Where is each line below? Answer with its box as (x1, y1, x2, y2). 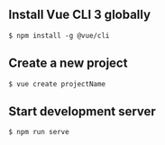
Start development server (8, 104, 157, 120)
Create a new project (8, 56, 128, 71)
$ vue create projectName (8, 79, 105, 88)
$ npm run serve (8, 128, 69, 137)
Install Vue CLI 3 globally (8, 7, 151, 23)
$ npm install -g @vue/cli (8, 31, 110, 40)
